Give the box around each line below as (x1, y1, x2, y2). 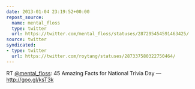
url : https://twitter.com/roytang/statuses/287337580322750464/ (11, 53, 176, 59)
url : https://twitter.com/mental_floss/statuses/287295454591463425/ (11, 31, 189, 37)
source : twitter (6, 36, 47, 42)
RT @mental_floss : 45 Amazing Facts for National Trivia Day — (6, 69, 162, 76)
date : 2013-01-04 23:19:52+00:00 (6, 8, 90, 15)
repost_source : (6, 14, 44, 20)
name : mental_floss (11, 20, 61, 26)
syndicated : (6, 42, 36, 48)
